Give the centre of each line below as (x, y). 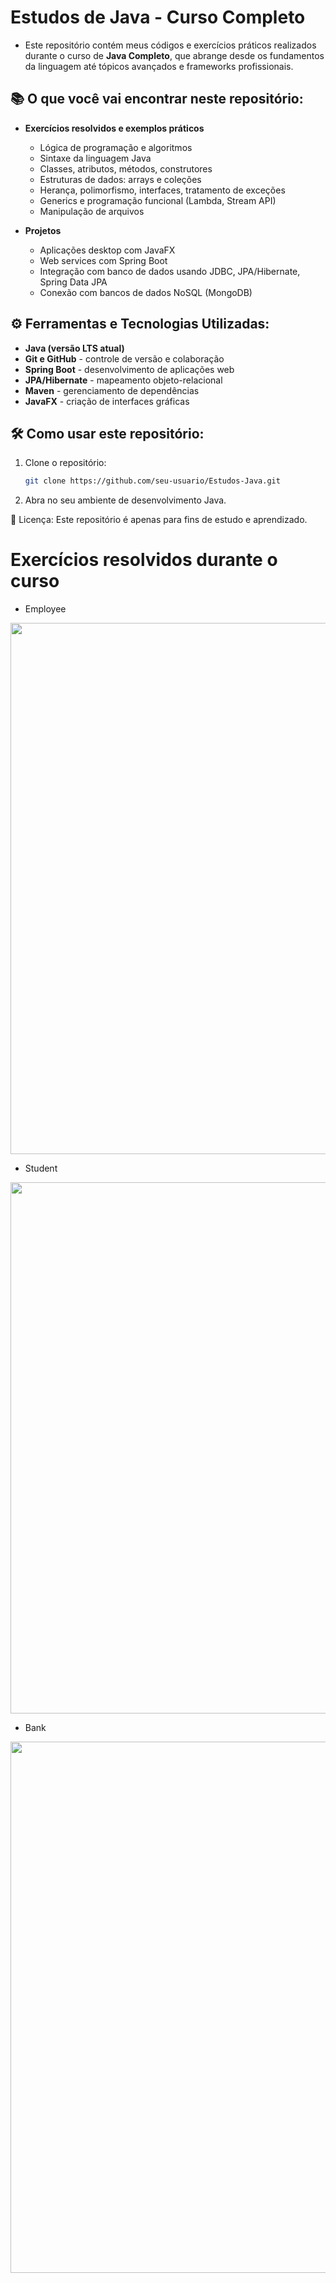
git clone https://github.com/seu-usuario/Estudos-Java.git (152, 481)
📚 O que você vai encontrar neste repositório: (157, 99)
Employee (45, 609)
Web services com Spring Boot (103, 260)
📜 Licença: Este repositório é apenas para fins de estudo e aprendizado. (159, 520)
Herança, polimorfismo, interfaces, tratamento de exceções (162, 190)
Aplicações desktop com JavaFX (107, 250)
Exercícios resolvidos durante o (144, 560)
